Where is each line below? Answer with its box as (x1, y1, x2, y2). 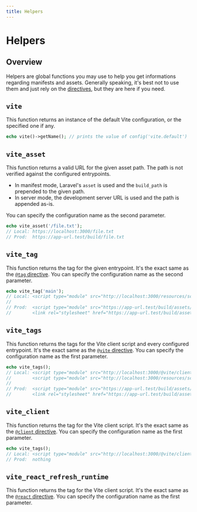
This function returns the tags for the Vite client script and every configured (6, 340, 189, 347)
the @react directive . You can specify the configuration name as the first (6, 493, 180, 500)
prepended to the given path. (14, 188, 85, 195)
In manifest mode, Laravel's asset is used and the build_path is (14, 182, 168, 189)
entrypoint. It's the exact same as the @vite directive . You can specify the (6, 347, 184, 354)
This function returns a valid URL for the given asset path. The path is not (6, 164, 184, 171)
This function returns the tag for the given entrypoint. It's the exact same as (6, 265, 189, 272)
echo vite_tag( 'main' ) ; (6, 288, 64, 294)
